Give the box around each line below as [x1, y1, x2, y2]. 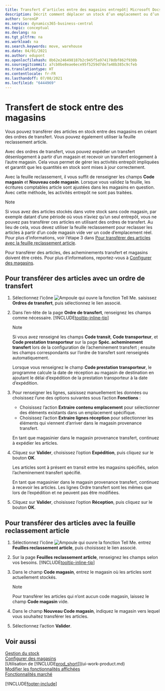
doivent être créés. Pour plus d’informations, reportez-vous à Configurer [5, 255, 152, 261]
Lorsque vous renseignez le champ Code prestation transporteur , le [12, 364, 152, 370]
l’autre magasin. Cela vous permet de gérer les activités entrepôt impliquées [5, 159, 160, 165]
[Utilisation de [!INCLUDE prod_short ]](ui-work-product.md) [5, 661, 125, 666]
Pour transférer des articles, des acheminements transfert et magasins [5, 249, 148, 255]
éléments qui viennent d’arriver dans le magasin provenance [19, 420, 142, 426]
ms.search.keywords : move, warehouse [5, 44, 82, 49]
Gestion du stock [5, 651, 40, 656]
